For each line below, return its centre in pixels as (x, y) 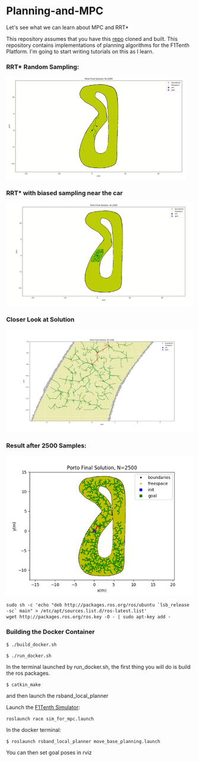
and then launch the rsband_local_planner (57, 696)
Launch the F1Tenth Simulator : (43, 707)
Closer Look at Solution (41, 319)
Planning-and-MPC (55, 11)
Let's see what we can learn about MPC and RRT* (68, 27)
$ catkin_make (24, 685)
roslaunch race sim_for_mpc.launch (50, 719)
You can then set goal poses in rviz (49, 753)
